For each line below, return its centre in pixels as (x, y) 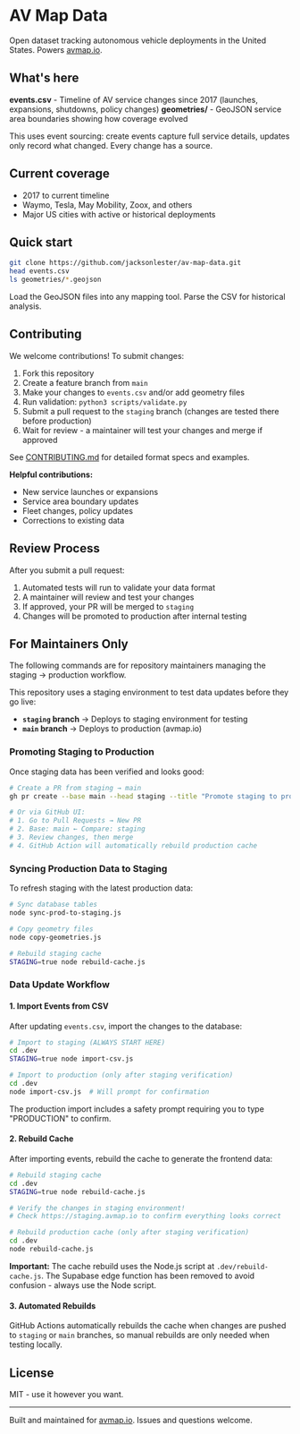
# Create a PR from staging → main (75, 788)
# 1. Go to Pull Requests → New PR (75, 821)
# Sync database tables (54, 905)
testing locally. (36, 1344)
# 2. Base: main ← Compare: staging (77, 829)
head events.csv (39, 271)
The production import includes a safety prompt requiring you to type (137, 1109)
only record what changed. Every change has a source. (111, 145)
